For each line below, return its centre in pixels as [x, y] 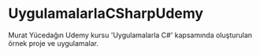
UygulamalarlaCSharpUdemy [106, 14]
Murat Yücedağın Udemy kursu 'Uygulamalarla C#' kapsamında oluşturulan [130, 35]
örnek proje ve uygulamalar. [53, 43]
